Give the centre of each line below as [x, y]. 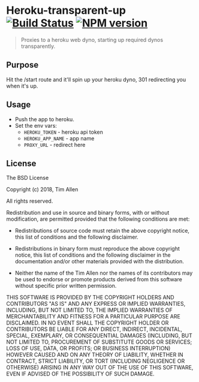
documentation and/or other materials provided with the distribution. [99, 261]
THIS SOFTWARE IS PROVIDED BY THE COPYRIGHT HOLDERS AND [91, 297]
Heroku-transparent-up [66, 10]
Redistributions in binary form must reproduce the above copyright [97, 249]
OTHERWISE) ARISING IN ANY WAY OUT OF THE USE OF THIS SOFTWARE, [100, 368]
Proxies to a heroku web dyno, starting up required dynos [92, 40]
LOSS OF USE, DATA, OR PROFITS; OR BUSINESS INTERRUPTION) [88, 348]
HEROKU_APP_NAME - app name [59, 138]
